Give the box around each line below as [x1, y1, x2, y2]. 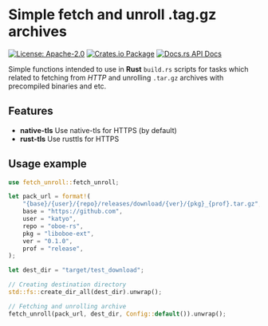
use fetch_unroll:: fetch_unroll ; [8, 178, 120, 187]
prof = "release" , [22, 245, 84, 253]
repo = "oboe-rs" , [22, 222, 84, 230]
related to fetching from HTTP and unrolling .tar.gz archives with [8, 73, 224, 82]
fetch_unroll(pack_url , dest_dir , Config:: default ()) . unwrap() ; [8, 309, 227, 318]
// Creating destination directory [8, 281, 127, 289]
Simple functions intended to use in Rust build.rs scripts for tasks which [8, 64, 249, 73]
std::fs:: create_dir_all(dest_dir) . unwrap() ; [8, 289, 162, 297]
